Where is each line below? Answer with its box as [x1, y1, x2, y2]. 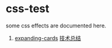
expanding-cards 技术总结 [14, 34, 81, 41]
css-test [6, 2, 50, 16]
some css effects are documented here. [6, 22, 106, 29]
